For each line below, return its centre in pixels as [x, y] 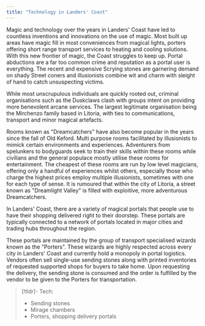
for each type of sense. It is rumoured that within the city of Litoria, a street [101, 184]
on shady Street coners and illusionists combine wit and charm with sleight [101, 75]
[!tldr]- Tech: [37, 291]
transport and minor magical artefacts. [55, 120]
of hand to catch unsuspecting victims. [55, 82]
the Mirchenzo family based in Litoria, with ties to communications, [91, 113]
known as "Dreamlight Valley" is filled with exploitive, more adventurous [97, 190]
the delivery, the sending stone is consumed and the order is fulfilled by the [102, 273]
